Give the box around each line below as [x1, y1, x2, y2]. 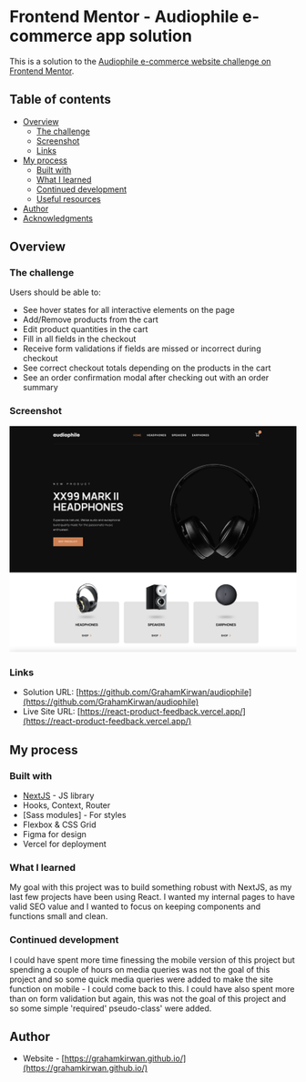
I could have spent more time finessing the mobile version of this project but [9, 954, 295, 966]
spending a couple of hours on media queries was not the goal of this [9, 964, 270, 975]
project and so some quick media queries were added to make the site [9, 974, 273, 985]
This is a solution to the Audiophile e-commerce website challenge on [9, 56, 271, 66]
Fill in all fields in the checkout [22, 334, 137, 345]
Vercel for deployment [22, 838, 107, 849]
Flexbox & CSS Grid [22, 819, 97, 830]
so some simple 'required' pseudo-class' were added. [9, 1003, 212, 1014]
